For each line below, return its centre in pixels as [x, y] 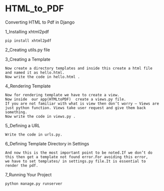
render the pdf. [22, 165]
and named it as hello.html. [35, 72]
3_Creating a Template [28, 59]
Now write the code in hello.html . [42, 77]
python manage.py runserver [34, 184]
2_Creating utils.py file [27, 50]
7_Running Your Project [28, 174]
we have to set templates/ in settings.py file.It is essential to [76, 161]
